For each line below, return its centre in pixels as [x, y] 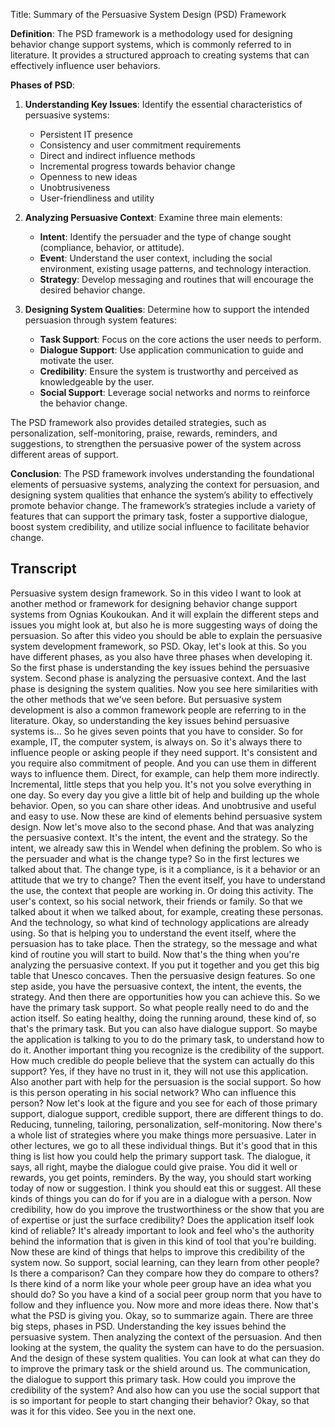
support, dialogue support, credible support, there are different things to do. [167, 1113]
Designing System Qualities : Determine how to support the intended [167, 309]
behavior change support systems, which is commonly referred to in [151, 44]
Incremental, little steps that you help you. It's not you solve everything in [161, 784]
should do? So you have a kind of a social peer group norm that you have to [166, 1294]
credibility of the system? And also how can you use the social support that [165, 1390]
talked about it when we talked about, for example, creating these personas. [167, 911]
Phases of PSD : [43, 85]
